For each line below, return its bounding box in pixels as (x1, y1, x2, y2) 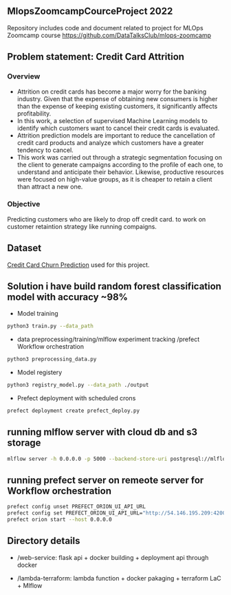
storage (7, 437, 41, 449)
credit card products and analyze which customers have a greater (16, 138, 204, 147)
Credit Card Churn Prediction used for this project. (7, 261, 150, 269)
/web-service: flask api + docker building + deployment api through (16, 553, 209, 561)
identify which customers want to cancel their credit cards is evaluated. (16, 124, 220, 132)
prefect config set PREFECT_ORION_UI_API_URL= (7, 510, 143, 517)
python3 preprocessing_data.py (7, 356, 97, 363)
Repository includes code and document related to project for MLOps (7, 23, 204, 32)
